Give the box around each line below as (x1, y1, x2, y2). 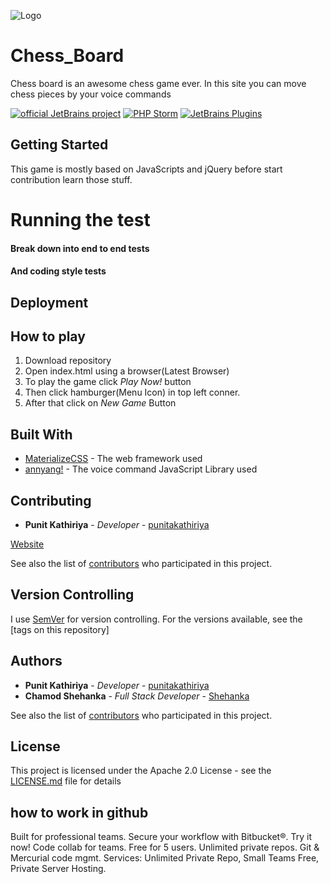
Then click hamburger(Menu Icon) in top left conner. (24, 386, 241, 399)
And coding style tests (10, 265, 107, 277)
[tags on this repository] (10, 623, 110, 635)
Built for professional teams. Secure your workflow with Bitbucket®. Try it (10, 831, 312, 843)
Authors (10, 653, 63, 670)
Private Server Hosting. (10, 863, 107, 875)
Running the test (10, 208, 151, 231)
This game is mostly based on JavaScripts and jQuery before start (10, 163, 283, 175)
